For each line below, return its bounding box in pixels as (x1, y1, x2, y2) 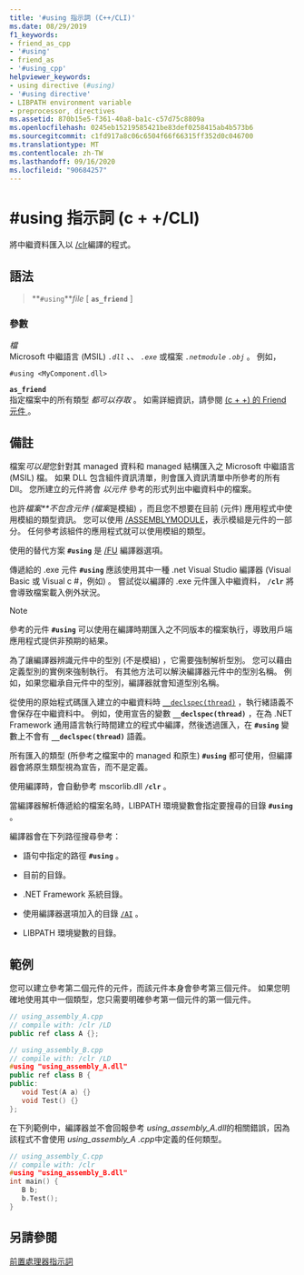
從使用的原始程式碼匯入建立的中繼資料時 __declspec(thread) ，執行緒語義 (9, 697, 286, 708)
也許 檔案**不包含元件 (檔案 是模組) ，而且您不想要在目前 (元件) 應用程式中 (9, 503, 285, 514)
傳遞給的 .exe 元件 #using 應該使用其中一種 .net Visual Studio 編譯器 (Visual (9, 565, 292, 576)
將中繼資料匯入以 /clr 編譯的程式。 (9, 239, 136, 250)
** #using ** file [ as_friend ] (31, 293, 133, 305)
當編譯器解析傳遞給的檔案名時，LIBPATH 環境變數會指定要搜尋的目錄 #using (9, 800, 293, 811)
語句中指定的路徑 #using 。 (22, 850, 124, 861)
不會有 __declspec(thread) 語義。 (25, 731, 152, 742)
